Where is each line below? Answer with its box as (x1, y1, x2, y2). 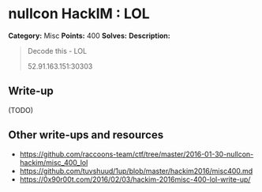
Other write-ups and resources (8, 128, 164, 142)
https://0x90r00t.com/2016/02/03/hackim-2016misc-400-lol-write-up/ (19, 175, 251, 184)
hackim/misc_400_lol (19, 157, 88, 167)
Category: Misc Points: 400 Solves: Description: (8, 31, 171, 40)
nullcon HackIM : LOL (8, 5, 150, 23)
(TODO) (8, 105, 34, 115)
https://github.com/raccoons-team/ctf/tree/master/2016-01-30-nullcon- (19, 149, 254, 159)
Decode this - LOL (27, 46, 88, 55)
